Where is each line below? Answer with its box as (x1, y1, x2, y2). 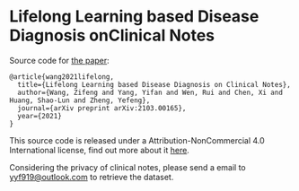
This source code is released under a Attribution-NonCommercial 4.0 (9, 135, 265, 145)
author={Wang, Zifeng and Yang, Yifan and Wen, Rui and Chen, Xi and (17, 88, 283, 97)
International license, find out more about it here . (9, 144, 190, 155)
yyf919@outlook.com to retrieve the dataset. (9, 171, 174, 182)
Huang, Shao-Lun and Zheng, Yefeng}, (9, 96, 151, 105)
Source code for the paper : (9, 55, 110, 65)
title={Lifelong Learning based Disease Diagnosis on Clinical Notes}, (17, 80, 292, 89)
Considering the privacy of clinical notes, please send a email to (9, 161, 247, 172)
